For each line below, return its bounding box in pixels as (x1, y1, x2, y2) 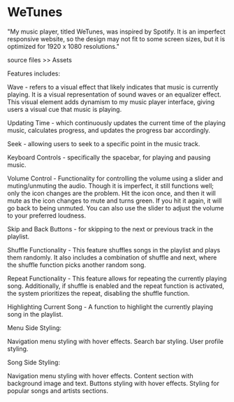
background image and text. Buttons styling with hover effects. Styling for (7, 379, 220, 387)
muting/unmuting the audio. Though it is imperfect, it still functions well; (7, 181, 214, 189)
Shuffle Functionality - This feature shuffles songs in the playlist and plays (7, 245, 221, 254)
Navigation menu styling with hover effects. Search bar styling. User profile (7, 337, 224, 345)
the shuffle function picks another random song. (7, 260, 147, 269)
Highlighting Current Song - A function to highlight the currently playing (7, 302, 213, 311)
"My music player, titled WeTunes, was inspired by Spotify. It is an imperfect (7, 27, 226, 36)
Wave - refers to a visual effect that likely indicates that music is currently (7, 82, 219, 91)
